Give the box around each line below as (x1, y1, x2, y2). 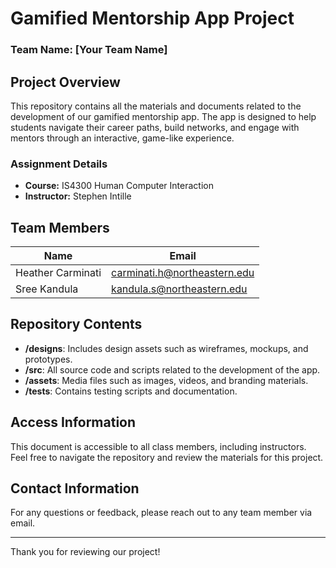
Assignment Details (10, 157, 108, 171)
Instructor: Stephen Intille (24, 190, 132, 202)
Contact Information (10, 480, 140, 497)
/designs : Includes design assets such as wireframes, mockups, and (24, 342, 309, 354)
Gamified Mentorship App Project (10, 7, 295, 30)
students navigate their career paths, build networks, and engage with (10, 121, 300, 133)
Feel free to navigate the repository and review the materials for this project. (10, 451, 324, 463)
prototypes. (24, 353, 73, 365)
